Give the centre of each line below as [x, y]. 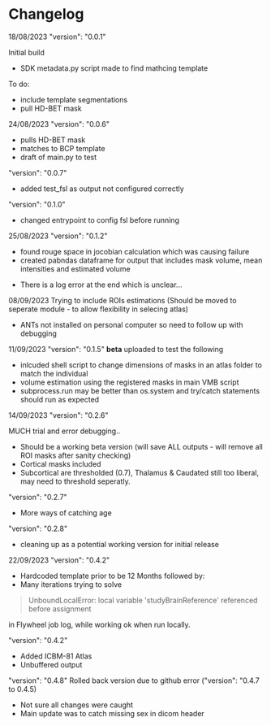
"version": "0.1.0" [37, 204]
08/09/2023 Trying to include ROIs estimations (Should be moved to [123, 300]
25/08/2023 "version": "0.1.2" [58, 236]
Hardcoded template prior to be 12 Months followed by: [112, 576]
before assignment [60, 609]
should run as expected [60, 399]
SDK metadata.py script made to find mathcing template [114, 68]
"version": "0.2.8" [38, 528]
